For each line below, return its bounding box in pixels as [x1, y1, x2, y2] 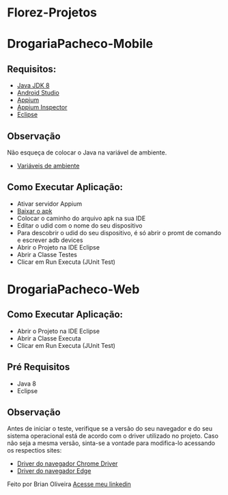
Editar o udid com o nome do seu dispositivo [16, 221, 143, 230]
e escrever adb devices [16, 236, 83, 244]
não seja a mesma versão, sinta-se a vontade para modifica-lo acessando [7, 439, 216, 447]
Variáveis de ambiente [16, 162, 80, 170]
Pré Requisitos [7, 361, 70, 373]
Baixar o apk [16, 206, 53, 215]
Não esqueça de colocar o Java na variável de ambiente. [7, 148, 167, 157]
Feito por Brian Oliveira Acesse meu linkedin [7, 480, 132, 488]
